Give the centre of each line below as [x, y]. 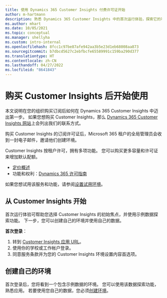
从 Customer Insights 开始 [46, 201]
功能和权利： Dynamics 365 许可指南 [49, 173]
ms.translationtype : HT [30, 56]
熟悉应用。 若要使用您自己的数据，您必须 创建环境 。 [58, 290]
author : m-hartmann [25, 14]
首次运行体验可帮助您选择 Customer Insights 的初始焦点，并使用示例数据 [80, 214]
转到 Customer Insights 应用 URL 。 [48, 241]
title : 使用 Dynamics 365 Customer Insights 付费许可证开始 [65, 10]
